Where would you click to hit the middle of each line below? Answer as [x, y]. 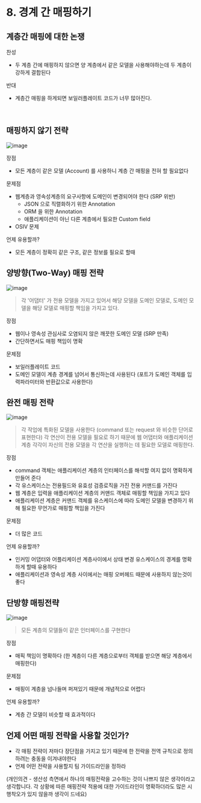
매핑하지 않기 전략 [37, 131]
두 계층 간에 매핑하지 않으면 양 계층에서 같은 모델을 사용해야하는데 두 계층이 [103, 65]
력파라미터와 [30, 382]
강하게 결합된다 [33, 72]
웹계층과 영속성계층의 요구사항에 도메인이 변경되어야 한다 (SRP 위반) [95, 196]
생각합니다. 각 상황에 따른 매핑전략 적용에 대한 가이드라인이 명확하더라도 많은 [96, 787]
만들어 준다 [28, 478]
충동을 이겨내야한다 [54, 759]
